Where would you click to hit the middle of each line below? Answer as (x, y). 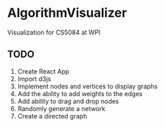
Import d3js (34, 79)
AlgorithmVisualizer (67, 13)
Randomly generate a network (61, 108)
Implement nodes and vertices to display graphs (87, 86)
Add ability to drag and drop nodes (68, 101)
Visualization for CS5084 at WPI (54, 32)
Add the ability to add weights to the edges (80, 93)
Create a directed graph (52, 116)
